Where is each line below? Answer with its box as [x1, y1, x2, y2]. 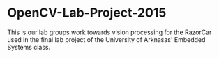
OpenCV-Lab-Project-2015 [7, 5, 167, 21]
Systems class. [7, 43, 51, 51]
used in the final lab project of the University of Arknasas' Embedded [7, 35, 206, 43]
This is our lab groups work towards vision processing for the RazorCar [7, 28, 212, 36]
